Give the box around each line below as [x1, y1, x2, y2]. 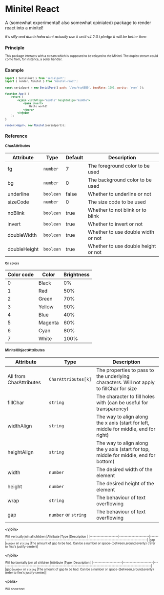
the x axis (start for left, [96, 419, 150, 426]
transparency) [96, 405, 129, 412]
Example [5, 67, 24, 73]
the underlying [96, 372, 130, 379]
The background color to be [87, 176, 152, 183]
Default [65, 154, 83, 161]
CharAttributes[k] [48, 376, 92, 382]
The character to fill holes [96, 393, 155, 400]
